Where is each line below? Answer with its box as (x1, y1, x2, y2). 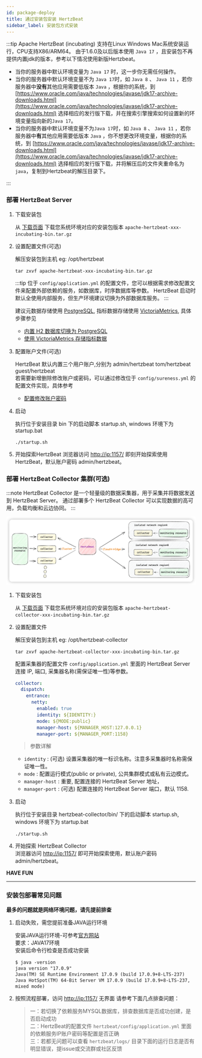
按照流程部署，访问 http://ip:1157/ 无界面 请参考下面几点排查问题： (14, 994, 180, 1002)
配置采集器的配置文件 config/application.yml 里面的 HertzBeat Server (14, 660, 191, 667)
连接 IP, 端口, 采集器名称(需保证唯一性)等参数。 (14, 667, 132, 675)
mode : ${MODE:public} (37, 718, 91, 724)
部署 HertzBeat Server (6, 196, 72, 204)
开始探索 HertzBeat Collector (14, 842, 87, 850)
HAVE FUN (6, 869, 34, 877)
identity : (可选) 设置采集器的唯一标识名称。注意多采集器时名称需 (23, 755, 188, 762)
